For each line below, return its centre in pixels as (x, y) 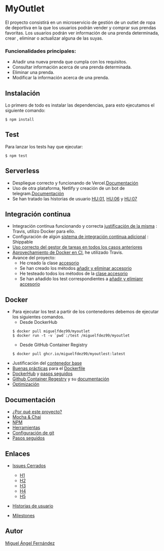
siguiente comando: (25, 111)
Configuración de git (33, 433)
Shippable (22, 242)
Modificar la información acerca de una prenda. (61, 78)
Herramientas (26, 428)
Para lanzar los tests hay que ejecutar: (44, 146)
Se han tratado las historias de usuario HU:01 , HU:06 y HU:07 (75, 198)
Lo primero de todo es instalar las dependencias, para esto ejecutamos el (80, 105)
